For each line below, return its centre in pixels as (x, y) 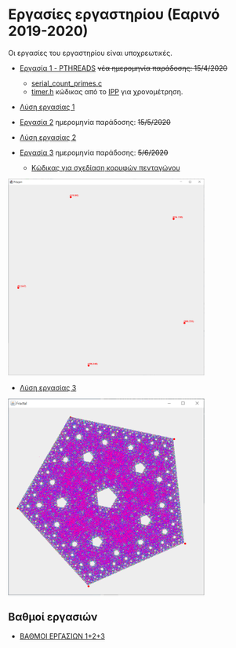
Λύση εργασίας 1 (47, 107)
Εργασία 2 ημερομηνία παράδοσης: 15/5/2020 (95, 122)
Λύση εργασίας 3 (48, 387)
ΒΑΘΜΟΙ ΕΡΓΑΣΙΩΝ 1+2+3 (62, 636)
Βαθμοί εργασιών (53, 617)
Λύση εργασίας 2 (48, 137)
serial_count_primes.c (67, 83)
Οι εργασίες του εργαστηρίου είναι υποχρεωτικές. (90, 53)
